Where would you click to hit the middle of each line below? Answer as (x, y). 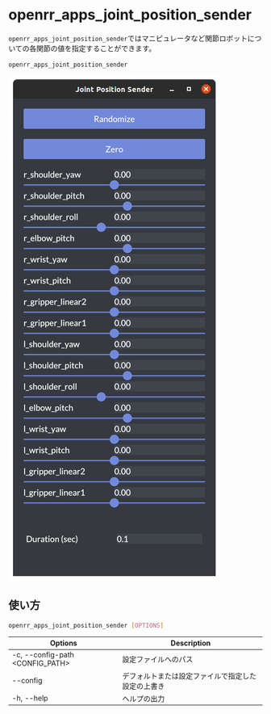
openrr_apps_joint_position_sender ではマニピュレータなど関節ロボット (128, 38)
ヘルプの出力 (144, 698)
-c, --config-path (43, 655)
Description (191, 643)
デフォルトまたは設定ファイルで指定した (189, 675)
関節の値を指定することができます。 (96, 48)
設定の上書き (144, 686)
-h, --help (30, 698)
